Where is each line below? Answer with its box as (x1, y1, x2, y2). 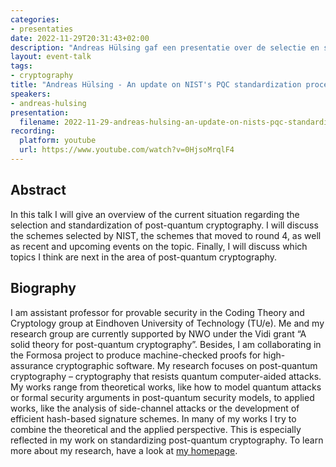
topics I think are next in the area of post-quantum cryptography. (10, 251, 278, 263)
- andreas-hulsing (10, 98, 87, 108)
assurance (10, 359, 54, 371)
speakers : (10, 89, 52, 99)
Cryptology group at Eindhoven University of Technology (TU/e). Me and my (10, 317, 325, 329)
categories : (10, 14, 60, 25)
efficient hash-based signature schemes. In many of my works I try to (10, 412, 297, 425)
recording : (10, 126, 56, 136)
